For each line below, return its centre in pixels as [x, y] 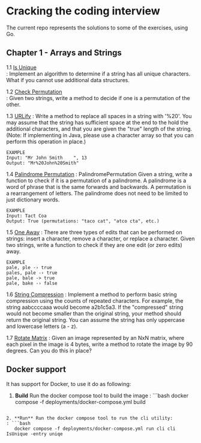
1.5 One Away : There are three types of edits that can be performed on [94, 232]
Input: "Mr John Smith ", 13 [46, 158]
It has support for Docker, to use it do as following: [69, 384]
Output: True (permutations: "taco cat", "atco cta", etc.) [83, 221]
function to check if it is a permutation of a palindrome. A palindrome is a [96, 180]
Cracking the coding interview [83, 11]
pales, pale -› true [32, 273]
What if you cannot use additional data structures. [68, 80]
